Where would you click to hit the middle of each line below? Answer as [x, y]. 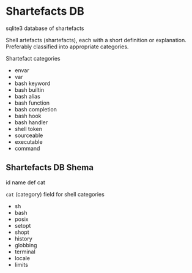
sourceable [29, 135]
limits [21, 264]
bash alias [27, 96]
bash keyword [32, 83]
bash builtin [29, 89]
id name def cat [25, 182]
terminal [25, 252]
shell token [28, 129]
